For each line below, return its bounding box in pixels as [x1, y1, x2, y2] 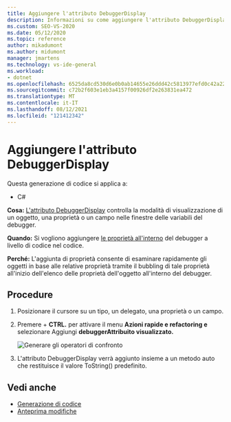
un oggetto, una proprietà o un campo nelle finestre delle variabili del [7, 213, 203, 221]
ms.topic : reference [7, 36, 67, 43]
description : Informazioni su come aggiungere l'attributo [7, 16, 180, 23]
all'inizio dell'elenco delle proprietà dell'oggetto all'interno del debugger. [7, 269, 212, 277]
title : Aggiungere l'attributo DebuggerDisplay [7, 10, 146, 17]
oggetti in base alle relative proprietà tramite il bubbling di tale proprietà [7, 262, 210, 270]
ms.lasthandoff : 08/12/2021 [7, 106, 88, 113]
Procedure [7, 289, 54, 300]
